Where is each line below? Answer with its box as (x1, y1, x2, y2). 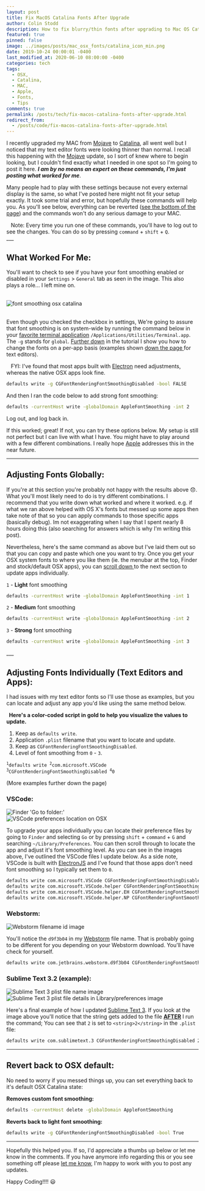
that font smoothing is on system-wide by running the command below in (6, 325, 190, 332)
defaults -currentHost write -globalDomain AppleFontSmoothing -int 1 (6, 592, 190, 599)
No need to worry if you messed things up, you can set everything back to (6, 1077, 193, 1084)
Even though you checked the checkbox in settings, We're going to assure (6, 318, 193, 325)
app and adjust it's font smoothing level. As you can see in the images (6, 846, 182, 854)
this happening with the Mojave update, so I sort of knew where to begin (6, 152, 189, 160)
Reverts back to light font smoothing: (6, 1118, 103, 1125)
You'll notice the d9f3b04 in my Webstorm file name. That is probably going (6, 935, 194, 942)
